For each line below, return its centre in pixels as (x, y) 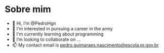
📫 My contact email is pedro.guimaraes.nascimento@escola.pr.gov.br (85, 45)
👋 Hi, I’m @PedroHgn (34, 23)
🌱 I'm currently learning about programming (58, 34)
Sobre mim (28, 9)
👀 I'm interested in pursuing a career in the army (62, 28)
